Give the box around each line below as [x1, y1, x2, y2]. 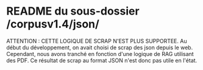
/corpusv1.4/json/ [6, 17, 99, 31]
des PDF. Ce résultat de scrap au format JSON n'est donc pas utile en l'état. [6, 57, 198, 64]
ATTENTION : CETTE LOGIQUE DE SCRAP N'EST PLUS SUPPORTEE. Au [6, 37, 187, 44]
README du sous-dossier [6, 4, 140, 18]
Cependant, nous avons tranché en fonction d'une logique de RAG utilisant [6, 50, 194, 57]
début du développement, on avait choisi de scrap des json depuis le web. [6, 44, 193, 51]
